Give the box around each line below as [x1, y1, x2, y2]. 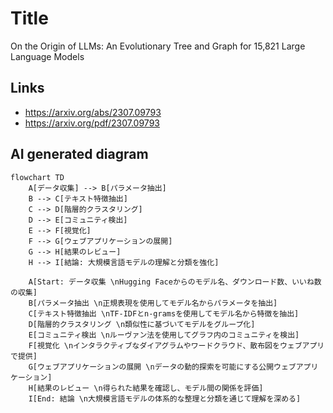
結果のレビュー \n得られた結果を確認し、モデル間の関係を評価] [36, 383, 264, 393]
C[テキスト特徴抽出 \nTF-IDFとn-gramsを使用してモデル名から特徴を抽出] [28, 308, 300, 319]
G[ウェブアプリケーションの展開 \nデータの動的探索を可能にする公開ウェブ [28, 362, 297, 372]
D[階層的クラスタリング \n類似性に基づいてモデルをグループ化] [28, 319, 256, 329]
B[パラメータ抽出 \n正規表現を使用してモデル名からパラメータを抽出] [28, 298, 278, 308]
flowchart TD [10, 172, 65, 182]
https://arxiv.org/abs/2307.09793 [24, 106, 162, 118]
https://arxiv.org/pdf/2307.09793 [24, 117, 160, 129]
